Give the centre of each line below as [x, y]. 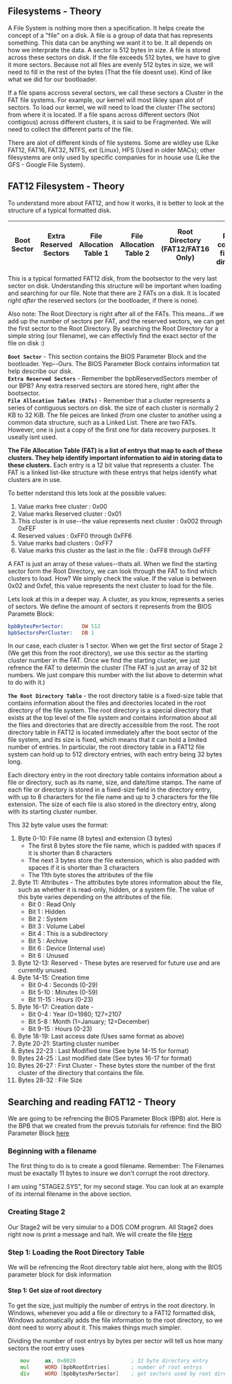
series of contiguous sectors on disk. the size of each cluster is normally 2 [113, 408]
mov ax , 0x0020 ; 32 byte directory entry [114, 1361]
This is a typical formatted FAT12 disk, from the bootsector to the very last [113, 278]
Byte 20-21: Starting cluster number [68, 1043]
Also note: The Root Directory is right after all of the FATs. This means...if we [116, 314]
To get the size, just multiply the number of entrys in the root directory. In [112, 1305]
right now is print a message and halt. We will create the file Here [100, 1234]
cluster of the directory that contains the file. [81, 1073]
